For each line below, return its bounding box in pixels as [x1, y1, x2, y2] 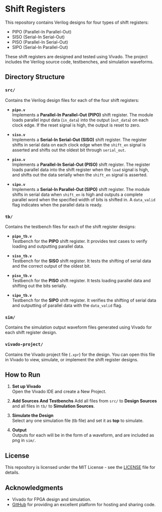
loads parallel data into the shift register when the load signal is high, [12, 166, 149, 173]
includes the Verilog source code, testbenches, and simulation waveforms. [5, 59, 154, 64]
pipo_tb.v [12, 234, 32, 239]
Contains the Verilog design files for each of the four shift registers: [5, 97, 139, 103]
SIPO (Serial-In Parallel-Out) [12, 44, 69, 50]
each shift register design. [5, 330, 57, 336]
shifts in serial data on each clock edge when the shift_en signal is [12, 142, 146, 147]
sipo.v [12, 182, 26, 187]
